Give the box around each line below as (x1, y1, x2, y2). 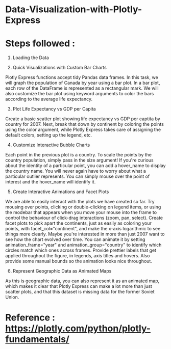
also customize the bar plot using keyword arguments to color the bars (5, 91, 154, 97)
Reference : (5, 312, 55, 324)
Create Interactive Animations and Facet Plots (12, 189, 109, 195)
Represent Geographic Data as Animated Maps (12, 268, 112, 274)
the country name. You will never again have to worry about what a (5, 168, 146, 174)
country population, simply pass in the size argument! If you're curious (5, 157, 154, 164)
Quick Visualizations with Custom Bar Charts (12, 65, 107, 71)
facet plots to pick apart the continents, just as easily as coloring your (5, 220, 152, 226)
